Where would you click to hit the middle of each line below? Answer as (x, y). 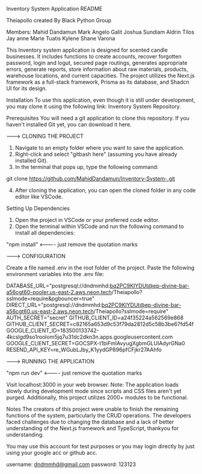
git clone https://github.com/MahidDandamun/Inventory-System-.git (91, 179)
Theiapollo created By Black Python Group (59, 20)
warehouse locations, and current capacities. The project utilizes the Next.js (100, 75)
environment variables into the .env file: (55, 274)
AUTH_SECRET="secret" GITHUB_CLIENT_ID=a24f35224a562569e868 (95, 318)
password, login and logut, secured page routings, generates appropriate (97, 63)
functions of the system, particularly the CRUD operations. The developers (99, 415)
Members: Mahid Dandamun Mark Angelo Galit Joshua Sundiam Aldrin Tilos (100, 32)
